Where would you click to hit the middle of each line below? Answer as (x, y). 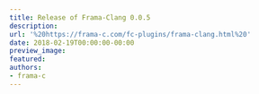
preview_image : (38, 51)
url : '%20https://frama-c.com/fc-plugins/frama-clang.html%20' (130, 34)
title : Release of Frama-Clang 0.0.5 (80, 17)
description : (34, 26)
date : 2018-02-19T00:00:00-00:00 (72, 43)
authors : (26, 68)
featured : (28, 59)
